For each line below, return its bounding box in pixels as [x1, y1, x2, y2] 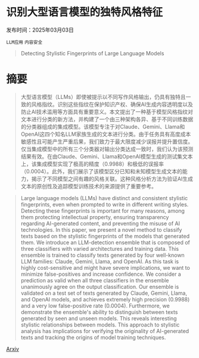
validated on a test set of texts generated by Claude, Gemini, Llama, [20, 289, 188, 297]
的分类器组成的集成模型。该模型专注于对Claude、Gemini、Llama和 [20, 123, 185, 130]
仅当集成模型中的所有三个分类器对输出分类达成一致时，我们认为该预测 [20, 145, 194, 152]
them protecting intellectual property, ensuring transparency [20, 213, 169, 220]
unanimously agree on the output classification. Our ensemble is [20, 283, 179, 290]
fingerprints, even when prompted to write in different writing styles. [20, 201, 189, 208]
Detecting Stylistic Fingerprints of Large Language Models [20, 49, 164, 57]
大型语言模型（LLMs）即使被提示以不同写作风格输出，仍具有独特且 [20, 93, 186, 100]
